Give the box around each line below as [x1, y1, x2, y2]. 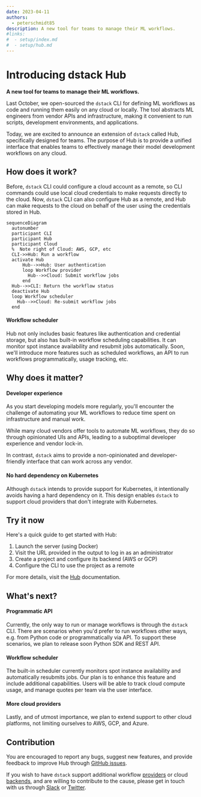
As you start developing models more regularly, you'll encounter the [6, 403, 174, 410]
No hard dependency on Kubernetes [6, 472, 99, 479]
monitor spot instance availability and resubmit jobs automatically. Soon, [6, 343, 185, 350]
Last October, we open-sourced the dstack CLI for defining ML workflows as [6, 100, 196, 107]
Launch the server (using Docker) [14, 543, 98, 550]
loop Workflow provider [22, 267, 82, 273]
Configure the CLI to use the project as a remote [14, 562, 135, 569]
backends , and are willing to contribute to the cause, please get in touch [6, 778, 185, 785]
